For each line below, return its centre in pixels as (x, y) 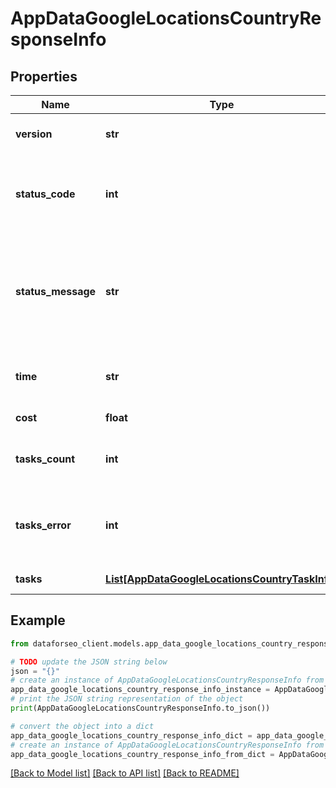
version (34, 134)
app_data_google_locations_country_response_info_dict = (131, 735)
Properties (44, 76)
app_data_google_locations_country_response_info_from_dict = (142, 754)
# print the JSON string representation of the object (127, 699)
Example (38, 620)
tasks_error (43, 525)
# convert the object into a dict (82, 726)
